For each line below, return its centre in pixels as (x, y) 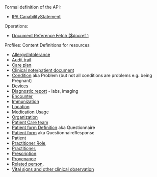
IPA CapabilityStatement (36, 16)
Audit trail (21, 60)
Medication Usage (30, 112)
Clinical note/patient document (43, 70)
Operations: (16, 26)
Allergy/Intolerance (31, 54)
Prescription (24, 153)
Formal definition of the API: (33, 7)
